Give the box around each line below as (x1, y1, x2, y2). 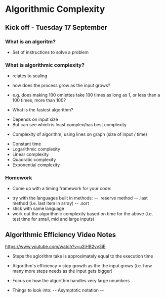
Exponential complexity (12, 162, 60, 168)
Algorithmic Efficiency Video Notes (5, 230, 116, 239)
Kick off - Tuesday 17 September (5, 23, 108, 32)
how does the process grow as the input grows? (12, 83, 111, 89)
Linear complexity (12, 151, 49, 157)
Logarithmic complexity (12, 146, 61, 152)
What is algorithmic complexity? (5, 61, 85, 68)
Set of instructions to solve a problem (12, 49, 89, 55)
